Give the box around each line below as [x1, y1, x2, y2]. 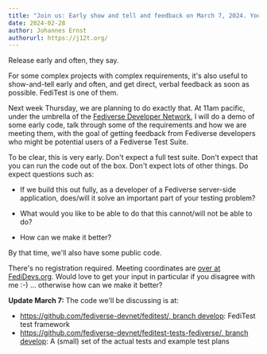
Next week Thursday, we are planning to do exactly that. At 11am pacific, [8, 103, 246, 113]
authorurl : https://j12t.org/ [8, 33, 109, 42]
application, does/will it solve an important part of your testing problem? [19, 193, 256, 203]
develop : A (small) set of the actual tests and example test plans [19, 336, 230, 346]
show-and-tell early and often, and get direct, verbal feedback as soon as [8, 80, 250, 89]
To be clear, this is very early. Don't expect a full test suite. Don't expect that [8, 153, 258, 162]
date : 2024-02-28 [8, 19, 66, 27]
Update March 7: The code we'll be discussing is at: [8, 296, 179, 305]
